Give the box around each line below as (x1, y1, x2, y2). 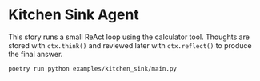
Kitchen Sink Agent (8, 6, 140, 24)
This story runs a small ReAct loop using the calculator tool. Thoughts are (8, 32, 250, 42)
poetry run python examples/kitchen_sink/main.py (8, 64, 178, 73)
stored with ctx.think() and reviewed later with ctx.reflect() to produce (8, 40, 252, 50)
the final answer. (8, 49, 63, 59)
